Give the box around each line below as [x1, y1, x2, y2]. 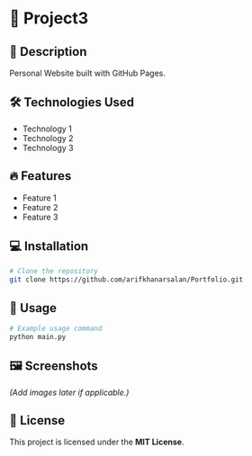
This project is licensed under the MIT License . [9, 436, 184, 448]
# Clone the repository [9, 267, 99, 276]
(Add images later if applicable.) [9, 387, 130, 398]
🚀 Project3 [9, 8, 89, 29]
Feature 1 [22, 192, 57, 203]
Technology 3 [22, 142, 74, 153]
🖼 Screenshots [9, 359, 99, 374]
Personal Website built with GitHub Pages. [9, 67, 166, 78]
